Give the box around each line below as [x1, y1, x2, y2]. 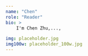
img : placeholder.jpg [5, 36, 59, 42]
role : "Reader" [5, 14, 43, 20]
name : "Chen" [5, 8, 38, 15]
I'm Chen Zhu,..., [16, 25, 61, 31]
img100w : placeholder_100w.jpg [5, 41, 83, 47]
